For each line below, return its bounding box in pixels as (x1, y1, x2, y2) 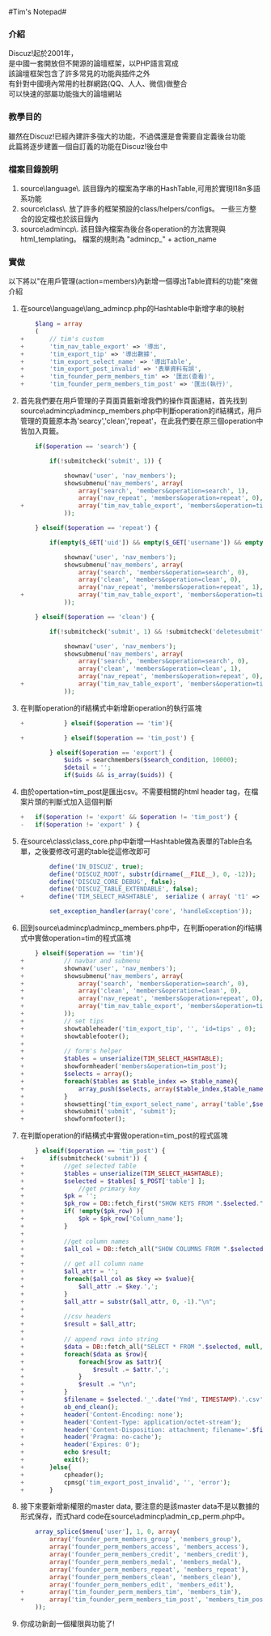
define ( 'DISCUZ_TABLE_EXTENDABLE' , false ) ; (49, 885, 198, 894)
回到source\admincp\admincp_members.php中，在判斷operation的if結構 (19, 923, 263, 933)
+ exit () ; (19, 1456, 90, 1464)
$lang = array (35, 320, 83, 328)
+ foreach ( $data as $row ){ (19, 1350, 148, 1358)
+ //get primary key (19, 1185, 141, 1193)
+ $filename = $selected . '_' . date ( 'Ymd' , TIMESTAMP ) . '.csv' (19, 1395, 264, 1404)
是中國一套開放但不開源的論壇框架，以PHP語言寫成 (8, 58, 180, 68)
